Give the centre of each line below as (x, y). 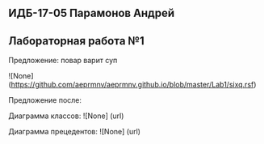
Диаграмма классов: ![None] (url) (66, 116)
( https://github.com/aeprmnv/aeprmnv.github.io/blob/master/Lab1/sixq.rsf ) (132, 85)
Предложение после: (45, 100)
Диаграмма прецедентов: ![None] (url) (75, 132)
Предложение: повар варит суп (63, 61)
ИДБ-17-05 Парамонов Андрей (92, 13)
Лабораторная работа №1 (77, 41)
